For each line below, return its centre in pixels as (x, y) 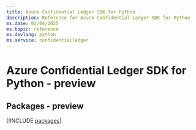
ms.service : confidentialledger (47, 40)
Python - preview (51, 84)
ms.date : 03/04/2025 (33, 23)
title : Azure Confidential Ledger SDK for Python (71, 12)
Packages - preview (45, 106)
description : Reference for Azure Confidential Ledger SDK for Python (98, 18)
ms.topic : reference (33, 29)
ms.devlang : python (31, 35)
